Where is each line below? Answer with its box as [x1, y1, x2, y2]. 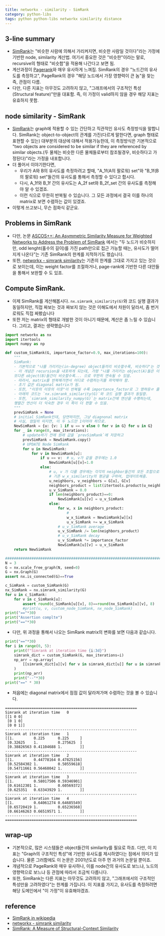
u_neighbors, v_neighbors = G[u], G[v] [49, 478, 131, 483]
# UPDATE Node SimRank [23, 442, 69, 447]
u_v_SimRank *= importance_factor [57, 538, 129, 543]
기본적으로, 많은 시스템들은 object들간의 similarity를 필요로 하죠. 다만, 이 [12, 845, 152, 850]
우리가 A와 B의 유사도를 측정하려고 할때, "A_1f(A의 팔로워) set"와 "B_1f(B [19, 168, 159, 174]
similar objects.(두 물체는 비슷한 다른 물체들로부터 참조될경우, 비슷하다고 [12, 150, 152, 155]
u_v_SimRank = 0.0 [49, 487, 87, 492]
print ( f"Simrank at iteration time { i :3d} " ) [14, 648, 107, 653]
